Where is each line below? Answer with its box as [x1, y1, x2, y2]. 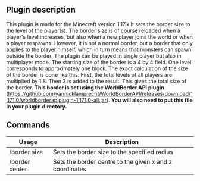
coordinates [52, 165, 86, 173]
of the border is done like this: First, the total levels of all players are [6, 71, 173, 78]
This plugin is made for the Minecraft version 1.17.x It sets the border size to [6, 20, 190, 27]
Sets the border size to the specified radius [52, 148, 174, 156]
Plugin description [6, 5, 76, 15]
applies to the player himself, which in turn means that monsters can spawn [6, 46, 192, 53]
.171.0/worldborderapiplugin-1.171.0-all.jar [6, 96, 107, 104]
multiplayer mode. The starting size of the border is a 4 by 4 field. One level [6, 58, 192, 65]
